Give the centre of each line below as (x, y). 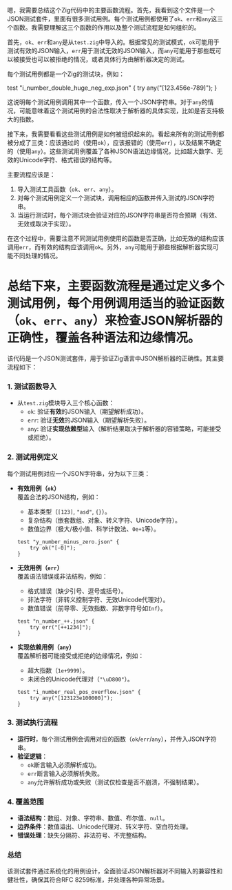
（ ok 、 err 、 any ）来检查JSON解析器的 (115, 321)
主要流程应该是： (31, 174)
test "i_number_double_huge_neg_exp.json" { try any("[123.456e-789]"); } (112, 88)
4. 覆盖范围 (25, 802)
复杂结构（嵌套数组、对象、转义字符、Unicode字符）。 (104, 520)
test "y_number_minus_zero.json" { (68, 542)
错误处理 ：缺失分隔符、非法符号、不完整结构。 (83, 835)
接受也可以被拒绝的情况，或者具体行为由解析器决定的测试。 (103, 59)
